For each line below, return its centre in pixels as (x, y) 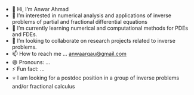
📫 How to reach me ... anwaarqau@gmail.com (69, 54)
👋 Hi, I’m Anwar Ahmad (40, 9)
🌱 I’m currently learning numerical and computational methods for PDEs (100, 28)
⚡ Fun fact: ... (28, 69)
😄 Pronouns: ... (31, 62)
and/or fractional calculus (44, 86)
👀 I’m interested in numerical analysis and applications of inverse (92, 15)
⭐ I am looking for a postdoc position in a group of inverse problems (96, 78)
